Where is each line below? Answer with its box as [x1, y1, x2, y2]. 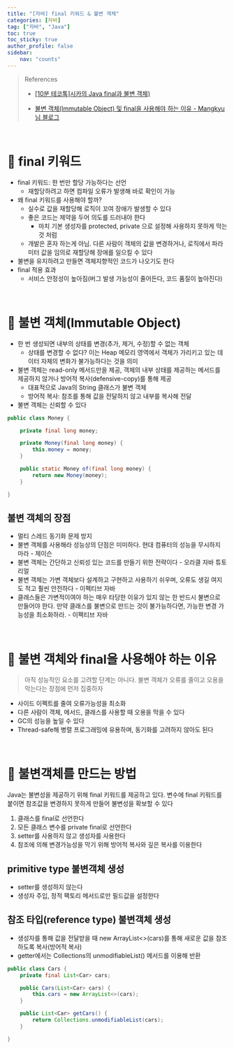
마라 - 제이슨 [17, 550, 52, 558]
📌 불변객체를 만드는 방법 [7, 766, 137, 782]
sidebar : [7, 50, 33, 57]
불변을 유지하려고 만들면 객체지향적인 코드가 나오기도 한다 [17, 257, 175, 265]
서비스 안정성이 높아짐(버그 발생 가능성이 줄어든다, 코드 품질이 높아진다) [27, 274, 223, 283]
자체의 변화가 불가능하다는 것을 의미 [41, 357, 138, 365]
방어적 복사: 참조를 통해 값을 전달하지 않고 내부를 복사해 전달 [27, 392, 192, 400]
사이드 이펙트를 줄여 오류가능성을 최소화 [17, 699, 126, 708]
